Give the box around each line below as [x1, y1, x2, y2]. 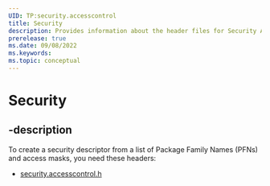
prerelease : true [8, 34, 67, 43]
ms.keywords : [8, 49, 52, 57]
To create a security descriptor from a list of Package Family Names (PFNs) [8, 144, 259, 154]
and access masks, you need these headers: [8, 153, 157, 163]
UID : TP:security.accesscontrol [8, 11, 117, 20]
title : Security [8, 19, 63, 27]
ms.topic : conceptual [8, 57, 81, 65]
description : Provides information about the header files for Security [8, 27, 257, 35]
